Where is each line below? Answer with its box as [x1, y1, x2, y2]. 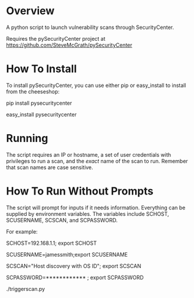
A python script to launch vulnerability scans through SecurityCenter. [6, 24, 174, 31]
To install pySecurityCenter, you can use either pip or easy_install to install [6, 82, 186, 89]
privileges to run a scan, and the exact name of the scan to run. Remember [6, 157, 188, 164]
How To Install [6, 62, 77, 76]
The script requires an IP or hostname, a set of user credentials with [6, 151, 172, 158]
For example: [6, 228, 38, 235]
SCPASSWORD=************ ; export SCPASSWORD [6, 274, 144, 281]
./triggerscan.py [6, 285, 45, 292]
